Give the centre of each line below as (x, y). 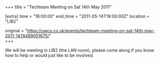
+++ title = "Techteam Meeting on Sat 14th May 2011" (58, 7)
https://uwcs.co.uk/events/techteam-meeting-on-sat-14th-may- (91, 31)
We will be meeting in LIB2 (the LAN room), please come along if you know (80, 50)
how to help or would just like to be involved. (49, 55)
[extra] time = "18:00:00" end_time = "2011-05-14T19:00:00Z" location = (77, 16)
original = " (16, 31)
